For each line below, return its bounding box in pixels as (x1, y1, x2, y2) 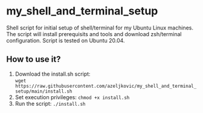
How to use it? (6, 54, 61, 64)
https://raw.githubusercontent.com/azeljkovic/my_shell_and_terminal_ (14, 83, 197, 89)
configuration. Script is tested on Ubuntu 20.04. (6, 37, 125, 44)
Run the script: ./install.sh (14, 100, 86, 107)
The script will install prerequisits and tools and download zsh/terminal (6, 30, 182, 37)
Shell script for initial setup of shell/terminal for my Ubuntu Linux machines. (6, 24, 193, 31)
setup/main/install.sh (14, 88, 72, 94)
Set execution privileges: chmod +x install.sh (14, 93, 130, 100)
